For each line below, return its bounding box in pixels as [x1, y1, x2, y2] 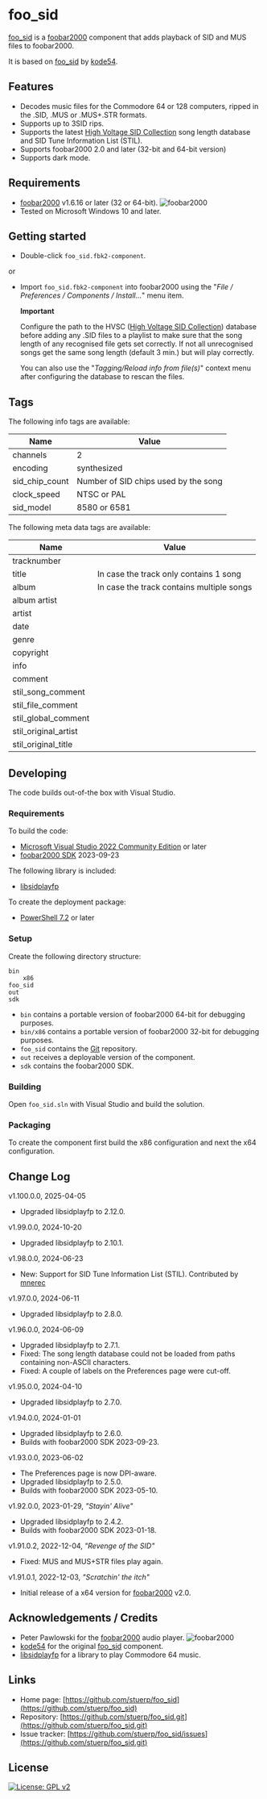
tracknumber [12, 555, 62, 566]
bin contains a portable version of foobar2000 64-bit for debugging [19, 1009, 245, 1019]
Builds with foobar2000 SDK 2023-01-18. [19, 1526, 157, 1534]
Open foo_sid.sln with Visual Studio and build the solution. [8, 1099, 205, 1108]
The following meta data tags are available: [8, 523, 151, 532]
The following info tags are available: [8, 417, 130, 427]
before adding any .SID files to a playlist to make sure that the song [19, 331, 243, 340]
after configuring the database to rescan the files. [19, 372, 185, 382]
